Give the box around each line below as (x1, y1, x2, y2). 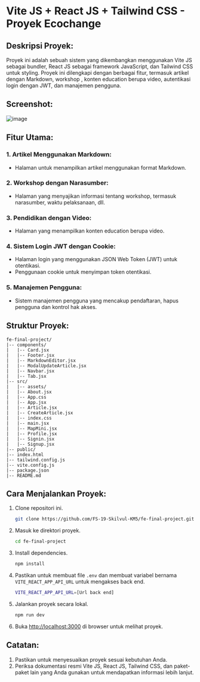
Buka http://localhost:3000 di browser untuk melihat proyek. (14, 623, 163, 630)
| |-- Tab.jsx (6, 373, 47, 379)
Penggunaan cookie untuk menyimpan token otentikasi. (14, 268, 152, 276)
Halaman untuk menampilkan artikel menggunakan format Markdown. (14, 164, 186, 171)
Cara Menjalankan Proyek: (6, 488, 106, 498)
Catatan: (6, 640, 39, 650)
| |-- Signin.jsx (6, 436, 55, 442)
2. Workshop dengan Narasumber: (6, 179, 109, 187)
